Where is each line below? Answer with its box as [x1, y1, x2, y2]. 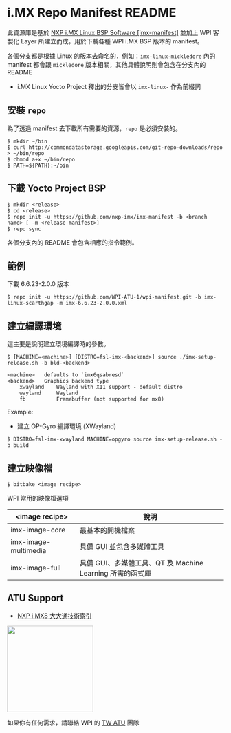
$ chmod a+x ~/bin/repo [7, 156, 76, 163]
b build [7, 442, 30, 449]
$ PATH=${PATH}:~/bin [7, 162, 69, 169]
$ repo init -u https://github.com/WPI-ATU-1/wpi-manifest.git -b [7, 294, 201, 301]
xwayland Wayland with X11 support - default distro [19, 384, 184, 391]
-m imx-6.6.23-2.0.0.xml [56, 300, 128, 307]
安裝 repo [7, 105, 46, 117]
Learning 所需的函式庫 [79, 569, 152, 578]
